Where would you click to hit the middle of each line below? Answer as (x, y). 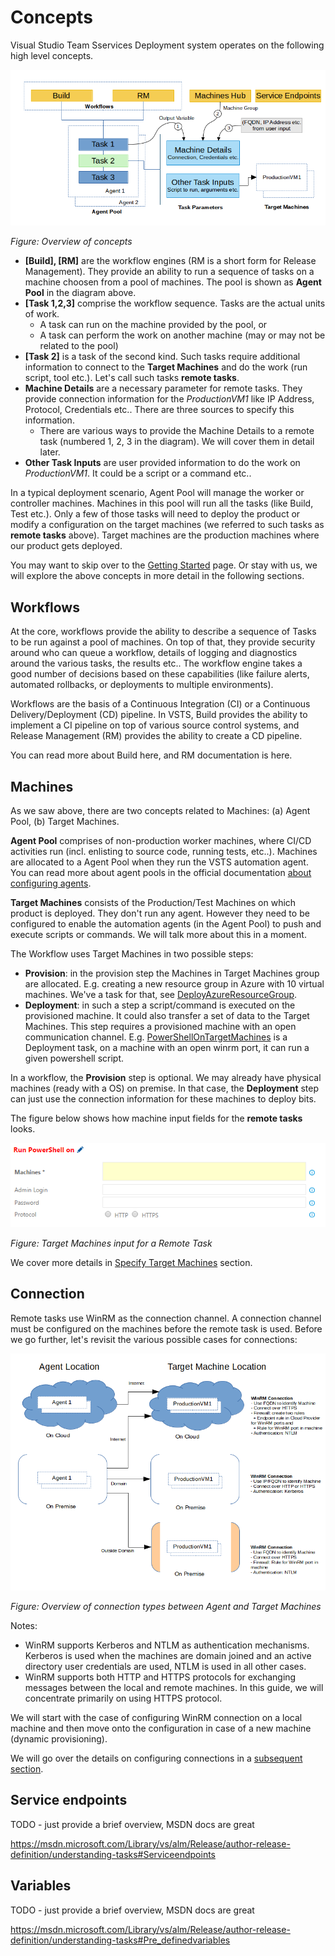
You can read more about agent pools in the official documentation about (161, 873)
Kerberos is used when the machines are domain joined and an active (168, 1655)
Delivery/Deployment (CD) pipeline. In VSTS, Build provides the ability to (159, 715)
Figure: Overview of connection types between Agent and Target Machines (166, 1606)
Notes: (24, 1625)
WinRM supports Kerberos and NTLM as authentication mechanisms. (167, 1645)
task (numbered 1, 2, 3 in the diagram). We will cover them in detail (177, 442)
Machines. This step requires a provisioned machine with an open (160, 1027)
